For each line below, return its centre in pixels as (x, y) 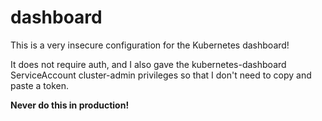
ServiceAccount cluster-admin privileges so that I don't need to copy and (161, 75)
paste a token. (39, 85)
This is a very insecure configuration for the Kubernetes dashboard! (150, 45)
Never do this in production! (70, 105)
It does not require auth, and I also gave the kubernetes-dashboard (148, 64)
